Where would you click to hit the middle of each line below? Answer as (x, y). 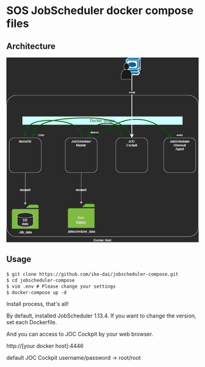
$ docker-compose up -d (37, 293)
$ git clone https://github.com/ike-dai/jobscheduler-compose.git (92, 274)
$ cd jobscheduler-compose (41, 280)
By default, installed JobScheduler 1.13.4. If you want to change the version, (101, 316)
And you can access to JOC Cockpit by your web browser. (80, 334)
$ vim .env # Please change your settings (61, 286)
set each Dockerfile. (32, 322)
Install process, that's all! (38, 303)
